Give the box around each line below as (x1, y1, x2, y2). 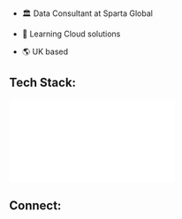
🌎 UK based (21, 46, 69, 57)
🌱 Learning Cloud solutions (21, 28, 121, 39)
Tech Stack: (9, 75, 77, 90)
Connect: (9, 199, 62, 214)
